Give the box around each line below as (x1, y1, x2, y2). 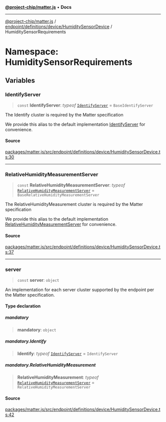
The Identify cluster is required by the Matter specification (5, 112, 124, 117)
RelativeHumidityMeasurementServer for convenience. (5, 222, 117, 228)
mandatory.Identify (5, 338, 46, 345)
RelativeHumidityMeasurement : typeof (17, 375, 99, 381)
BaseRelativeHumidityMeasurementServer (17, 192, 100, 198)
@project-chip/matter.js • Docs (5, 4, 72, 10)
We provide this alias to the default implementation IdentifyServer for (5, 121, 146, 127)
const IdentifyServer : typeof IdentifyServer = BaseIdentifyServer (17, 102, 154, 108)
